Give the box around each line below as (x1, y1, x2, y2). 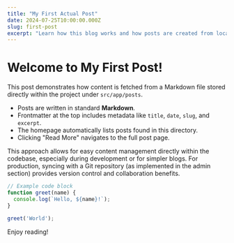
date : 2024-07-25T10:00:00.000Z (7, 17, 101, 24)
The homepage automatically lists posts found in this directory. (17, 126, 198, 135)
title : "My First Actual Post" (7, 10, 98, 17)
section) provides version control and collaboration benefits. (7, 169, 180, 178)
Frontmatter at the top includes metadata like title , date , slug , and (17, 111, 210, 119)
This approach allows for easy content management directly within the (7, 147, 210, 156)
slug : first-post (7, 23, 58, 30)
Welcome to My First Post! (7, 60, 163, 75)
